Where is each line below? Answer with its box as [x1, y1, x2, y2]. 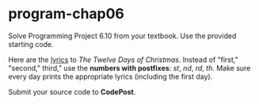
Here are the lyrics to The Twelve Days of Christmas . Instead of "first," [8, 55, 239, 64]
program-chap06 [8, 5, 125, 23]
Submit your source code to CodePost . [8, 87, 136, 96]
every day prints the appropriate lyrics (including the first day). [8, 71, 213, 81]
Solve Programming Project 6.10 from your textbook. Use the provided [8, 31, 237, 40]
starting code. [8, 39, 54, 48]
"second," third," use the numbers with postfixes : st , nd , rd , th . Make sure [8, 63, 251, 72]
